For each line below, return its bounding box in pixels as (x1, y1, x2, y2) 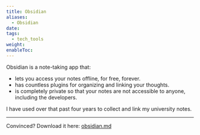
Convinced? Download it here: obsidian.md (6, 122, 112, 129)
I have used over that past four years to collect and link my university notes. (6, 105, 192, 112)
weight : (6, 42, 26, 48)
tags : (6, 31, 20, 37)
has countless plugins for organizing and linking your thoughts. (14, 81, 170, 88)
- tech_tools (11, 36, 44, 42)
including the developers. (14, 94, 77, 101)
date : (6, 25, 20, 31)
